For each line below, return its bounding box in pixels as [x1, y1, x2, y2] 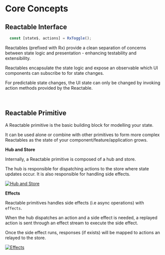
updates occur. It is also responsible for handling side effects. [5, 171, 131, 177]
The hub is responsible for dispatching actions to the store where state [5, 165, 149, 171]
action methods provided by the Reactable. [5, 85, 93, 91]
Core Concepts [5, 3, 68, 14]
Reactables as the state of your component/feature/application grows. [5, 137, 148, 143]
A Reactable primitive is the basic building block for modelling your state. [5, 122, 154, 128]
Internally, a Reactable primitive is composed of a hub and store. [5, 156, 136, 162]
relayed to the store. [5, 235, 46, 241]
